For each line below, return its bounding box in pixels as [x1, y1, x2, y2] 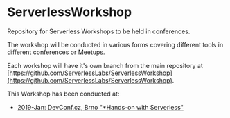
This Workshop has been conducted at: [7, 90, 120, 98]
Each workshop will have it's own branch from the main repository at [7, 61, 203, 69]
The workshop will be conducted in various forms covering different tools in [7, 40, 224, 49]
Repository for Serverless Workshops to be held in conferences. [7, 27, 191, 35]
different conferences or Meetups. [7, 48, 105, 56]
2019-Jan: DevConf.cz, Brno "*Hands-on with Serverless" [17, 103, 184, 111]
